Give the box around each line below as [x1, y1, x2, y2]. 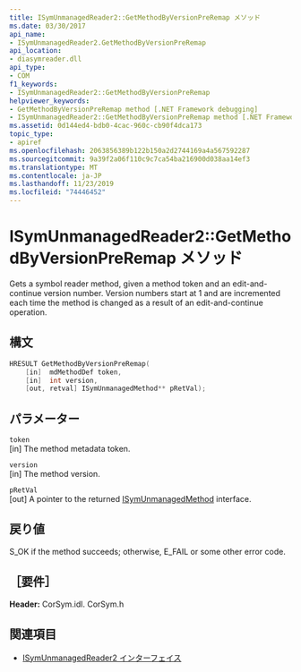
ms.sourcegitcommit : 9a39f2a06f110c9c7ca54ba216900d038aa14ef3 [9, 154, 251, 164]
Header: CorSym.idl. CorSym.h [9, 599, 125, 609]
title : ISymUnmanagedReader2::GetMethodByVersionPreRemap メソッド [9, 13, 262, 22]
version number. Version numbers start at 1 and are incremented [43, 287, 280, 298]
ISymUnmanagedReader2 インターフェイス [21, 652, 182, 663]
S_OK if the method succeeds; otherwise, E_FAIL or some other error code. [9, 546, 287, 557]
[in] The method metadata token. [9, 444, 131, 455]
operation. [9, 306, 47, 318]
